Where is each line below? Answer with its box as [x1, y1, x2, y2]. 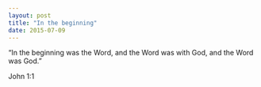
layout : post [8, 11, 52, 20]
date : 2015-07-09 [8, 26, 66, 34]
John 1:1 [8, 72, 35, 81]
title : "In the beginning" [8, 19, 98, 27]
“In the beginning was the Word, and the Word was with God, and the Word [8, 48, 254, 58]
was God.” [8, 56, 42, 66]
